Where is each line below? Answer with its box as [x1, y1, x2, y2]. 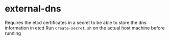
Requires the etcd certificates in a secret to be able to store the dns [5, 19, 147, 25]
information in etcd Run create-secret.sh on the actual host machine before [5, 24, 165, 30]
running [5, 30, 21, 36]
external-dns [5, 3, 62, 14]
